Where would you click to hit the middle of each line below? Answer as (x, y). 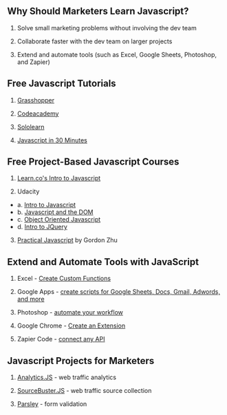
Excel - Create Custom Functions (64, 279)
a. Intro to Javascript (46, 205)
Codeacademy (38, 114)
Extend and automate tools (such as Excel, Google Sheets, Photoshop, (117, 54)
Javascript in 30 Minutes (52, 140)
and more (31, 299)
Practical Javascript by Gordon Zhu (67, 240)
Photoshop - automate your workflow (70, 312)
